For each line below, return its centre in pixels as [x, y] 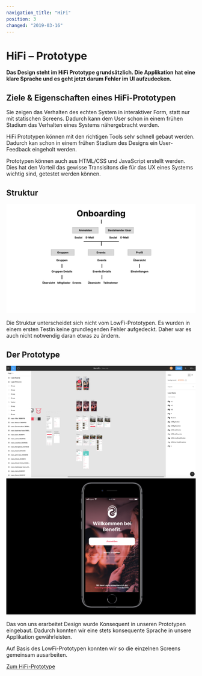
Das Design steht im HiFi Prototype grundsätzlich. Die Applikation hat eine [101, 73]
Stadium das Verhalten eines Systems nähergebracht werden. [83, 125]
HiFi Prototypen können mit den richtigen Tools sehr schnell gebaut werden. [100, 137]
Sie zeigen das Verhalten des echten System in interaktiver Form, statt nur [98, 112]
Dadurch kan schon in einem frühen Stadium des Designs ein [82, 143]
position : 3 [21, 19]
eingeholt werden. [54, 150]
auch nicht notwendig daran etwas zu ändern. [63, 336]
